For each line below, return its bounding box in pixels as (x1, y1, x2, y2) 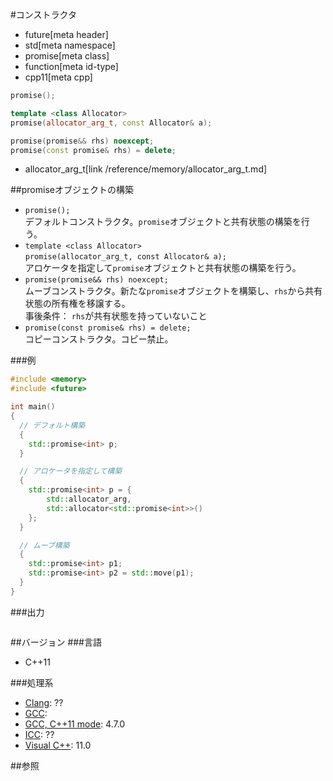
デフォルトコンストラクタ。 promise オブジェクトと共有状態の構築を (24, 216, 302, 228)
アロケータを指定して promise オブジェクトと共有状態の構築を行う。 (24, 262, 302, 274)
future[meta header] (24, 29, 109, 40)
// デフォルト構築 (19, 420, 86, 430)
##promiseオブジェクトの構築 (10, 184, 134, 196)
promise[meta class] (24, 50, 110, 62)
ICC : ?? (24, 728, 55, 740)
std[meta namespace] (24, 39, 116, 51)
